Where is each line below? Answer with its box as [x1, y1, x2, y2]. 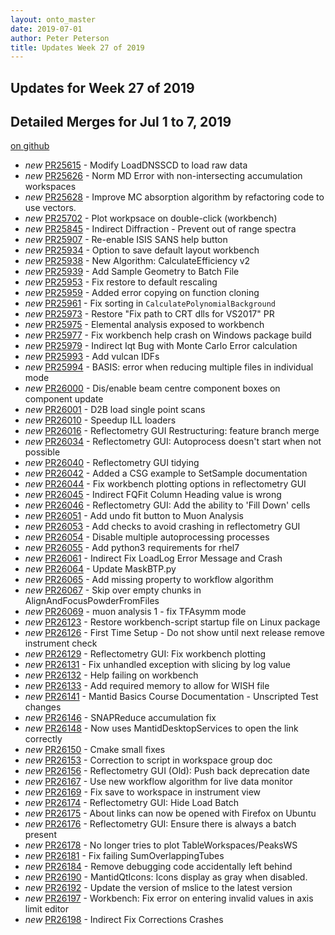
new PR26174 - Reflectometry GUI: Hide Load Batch [24, 797, 240, 809]
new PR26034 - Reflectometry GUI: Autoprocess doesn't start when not [24, 436, 322, 448]
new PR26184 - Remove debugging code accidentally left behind [24, 861, 293, 873]
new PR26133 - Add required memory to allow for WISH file [24, 680, 270, 692]
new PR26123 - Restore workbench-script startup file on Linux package [24, 616, 321, 628]
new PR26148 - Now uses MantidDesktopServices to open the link [24, 722, 299, 735]
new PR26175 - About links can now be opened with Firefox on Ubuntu [24, 807, 317, 820]
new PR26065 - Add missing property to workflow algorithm [24, 574, 274, 586]
